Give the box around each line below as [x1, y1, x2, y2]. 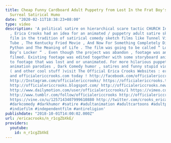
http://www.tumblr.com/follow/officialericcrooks [10, 92, 117, 97]
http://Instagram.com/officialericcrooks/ [10, 78, 101, 83]
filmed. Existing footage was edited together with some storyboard [10, 54, 158, 60]
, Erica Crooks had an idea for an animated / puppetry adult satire [10, 31, 160, 36]
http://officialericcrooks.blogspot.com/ [10, 83, 99, 88]
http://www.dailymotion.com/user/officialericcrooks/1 [10, 87, 129, 93]
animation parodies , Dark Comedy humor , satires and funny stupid [10, 64, 158, 69]
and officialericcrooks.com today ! [10, 74, 88, 79]
